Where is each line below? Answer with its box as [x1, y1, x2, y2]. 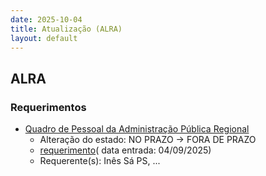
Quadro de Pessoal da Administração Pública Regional [24, 123, 250, 135]
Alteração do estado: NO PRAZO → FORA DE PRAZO [39, 134, 257, 146]
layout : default [10, 33, 78, 43]
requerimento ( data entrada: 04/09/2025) [39, 144, 212, 156]
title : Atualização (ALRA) [10, 24, 123, 34]
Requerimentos [10, 100, 87, 114]
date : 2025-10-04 [10, 14, 83, 25]
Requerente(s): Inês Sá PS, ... [39, 155, 161, 167]
